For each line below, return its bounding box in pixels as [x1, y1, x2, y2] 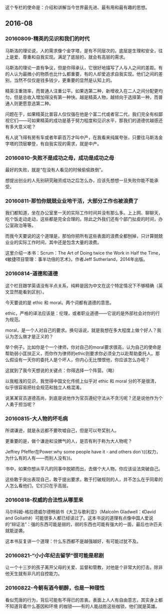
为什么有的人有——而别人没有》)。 [5, 455, 75, 461]
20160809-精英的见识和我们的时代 [5, 35, 90, 42]
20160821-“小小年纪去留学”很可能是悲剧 [5, 552, 104, 559]
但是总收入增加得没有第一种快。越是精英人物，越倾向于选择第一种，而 [13, 94, 158, 100]
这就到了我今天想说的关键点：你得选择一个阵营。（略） [5, 367, 117, 373]
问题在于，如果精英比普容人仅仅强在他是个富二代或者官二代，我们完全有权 [5, 111, 158, 117]
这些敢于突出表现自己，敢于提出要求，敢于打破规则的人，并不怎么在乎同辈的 [5, 476, 163, 482]
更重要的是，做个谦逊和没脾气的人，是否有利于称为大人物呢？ [5, 438, 132, 444]
